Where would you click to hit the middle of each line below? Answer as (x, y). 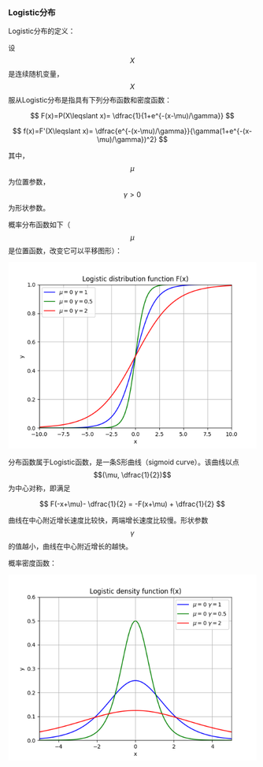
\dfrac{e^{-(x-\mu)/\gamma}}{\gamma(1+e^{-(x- (174, 131)
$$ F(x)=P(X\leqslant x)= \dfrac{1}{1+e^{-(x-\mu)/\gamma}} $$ (132, 116)
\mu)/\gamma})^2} (127, 140)
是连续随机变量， (36, 74)
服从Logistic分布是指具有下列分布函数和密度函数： (90, 100)
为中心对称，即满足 (39, 488)
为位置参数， (29, 182)
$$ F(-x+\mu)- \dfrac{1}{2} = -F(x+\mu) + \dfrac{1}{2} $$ (132, 504)
